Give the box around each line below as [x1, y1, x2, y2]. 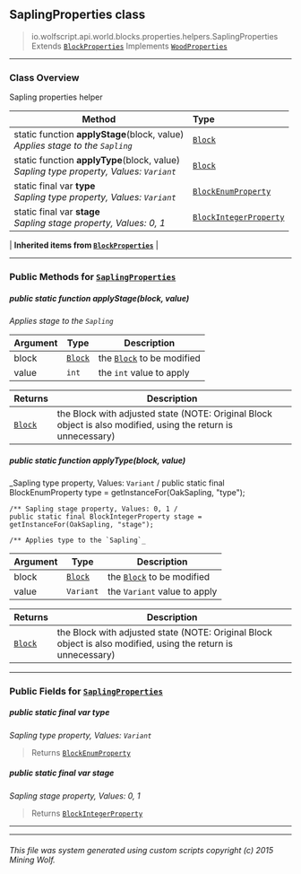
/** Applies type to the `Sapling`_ [9, 536, 146, 545]
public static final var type [9, 707, 110, 718]
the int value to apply [98, 367, 190, 379]
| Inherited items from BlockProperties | [9, 240, 159, 250]
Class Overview [9, 71, 80, 83]
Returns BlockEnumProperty [30, 747, 132, 757]
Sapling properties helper [9, 92, 103, 102]
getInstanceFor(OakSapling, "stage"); [9, 520, 154, 529]
